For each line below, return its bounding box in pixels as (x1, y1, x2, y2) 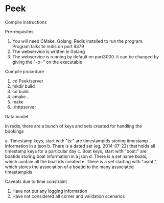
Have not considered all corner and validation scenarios (12, 193, 125, 199)
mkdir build (12, 83, 35, 89)
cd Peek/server (12, 78, 44, 84)
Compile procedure (5, 68, 44, 74)
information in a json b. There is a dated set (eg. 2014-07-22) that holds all (5, 143, 155, 149)
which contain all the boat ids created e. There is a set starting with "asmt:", (5, 158, 158, 164)
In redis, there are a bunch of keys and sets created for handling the (5, 123, 142, 129)
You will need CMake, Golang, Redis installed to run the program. (12, 38, 143, 44)
